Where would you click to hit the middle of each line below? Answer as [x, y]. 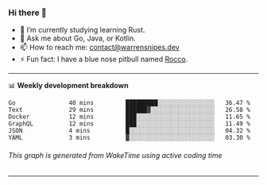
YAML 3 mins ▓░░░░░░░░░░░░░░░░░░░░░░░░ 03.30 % [129, 138]
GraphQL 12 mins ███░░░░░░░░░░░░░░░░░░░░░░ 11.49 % [129, 124]
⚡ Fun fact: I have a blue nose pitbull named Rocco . [104, 60]
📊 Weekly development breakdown [68, 86]
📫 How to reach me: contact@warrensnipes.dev [100, 48]
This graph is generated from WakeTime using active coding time [115, 155]
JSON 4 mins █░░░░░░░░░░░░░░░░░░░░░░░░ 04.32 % [129, 131]
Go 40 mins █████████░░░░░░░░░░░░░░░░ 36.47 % [129, 103]
